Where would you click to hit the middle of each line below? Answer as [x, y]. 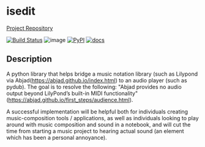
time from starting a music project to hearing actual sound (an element [95, 131]
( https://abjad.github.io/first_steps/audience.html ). [70, 99]
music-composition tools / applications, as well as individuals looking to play [102, 118]
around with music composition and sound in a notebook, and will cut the [99, 124]
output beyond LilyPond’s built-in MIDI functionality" [72, 93]
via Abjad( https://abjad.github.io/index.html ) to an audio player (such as [97, 80]
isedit [21, 11]
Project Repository [30, 28]
